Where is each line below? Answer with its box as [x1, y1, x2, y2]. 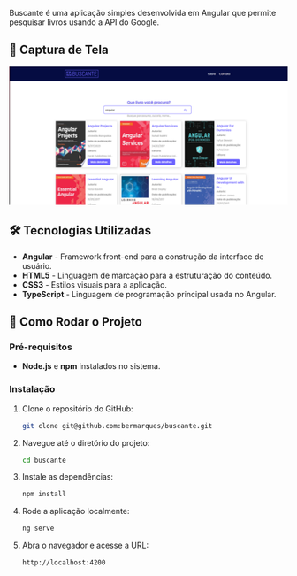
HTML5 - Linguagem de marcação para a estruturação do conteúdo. [21, 270, 272, 280]
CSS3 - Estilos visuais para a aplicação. [21, 279, 168, 290]
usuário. [21, 260, 52, 271]
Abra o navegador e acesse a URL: [21, 540, 148, 551]
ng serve [21, 524, 55, 534]
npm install [21, 490, 66, 499]
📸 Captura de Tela [9, 42, 109, 58]
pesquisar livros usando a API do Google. [9, 17, 160, 27]
